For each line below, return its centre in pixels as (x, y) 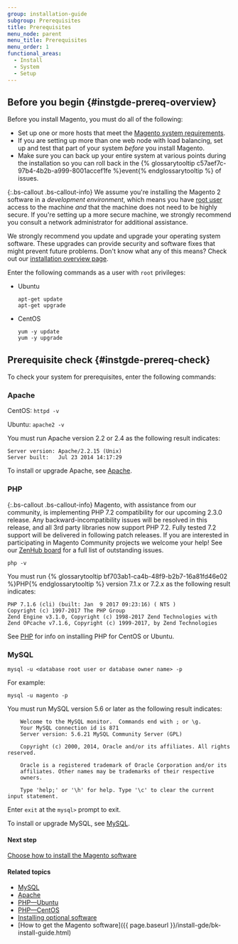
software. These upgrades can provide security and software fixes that (111, 244)
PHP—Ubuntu (38, 903)
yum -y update (38, 332)
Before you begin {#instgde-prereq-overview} (112, 102)
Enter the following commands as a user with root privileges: (97, 273)
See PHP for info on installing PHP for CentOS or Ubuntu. (91, 636)
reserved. (22, 753)
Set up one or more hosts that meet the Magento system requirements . (121, 133)
